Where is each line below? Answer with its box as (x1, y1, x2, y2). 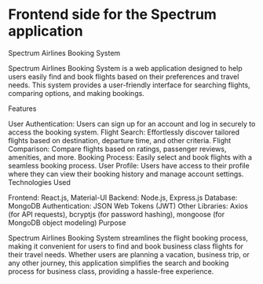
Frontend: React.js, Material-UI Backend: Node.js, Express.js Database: (8, 193, 238, 202)
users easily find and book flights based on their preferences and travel (8, 72, 239, 81)
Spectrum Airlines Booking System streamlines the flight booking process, (8, 233, 249, 242)
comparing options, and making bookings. (8, 88, 145, 98)
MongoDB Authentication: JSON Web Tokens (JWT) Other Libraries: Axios (8, 201, 249, 210)
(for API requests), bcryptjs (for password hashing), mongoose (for (8, 209, 225, 219)
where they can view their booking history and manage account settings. (8, 169, 244, 179)
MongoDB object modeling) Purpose (8, 218, 126, 227)
